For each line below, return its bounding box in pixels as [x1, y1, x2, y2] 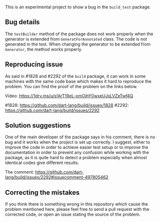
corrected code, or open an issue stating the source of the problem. [5, 211, 141, 217]
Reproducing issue [5, 60, 63, 69]
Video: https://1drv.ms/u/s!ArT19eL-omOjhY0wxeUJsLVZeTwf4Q [5, 93, 133, 99]
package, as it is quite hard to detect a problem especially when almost [5, 155, 147, 161]
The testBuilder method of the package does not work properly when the [5, 31, 154, 37]
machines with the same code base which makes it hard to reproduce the [5, 78, 152, 84]
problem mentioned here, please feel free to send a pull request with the [5, 207, 149, 212]
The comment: [5, 169, 34, 175]
